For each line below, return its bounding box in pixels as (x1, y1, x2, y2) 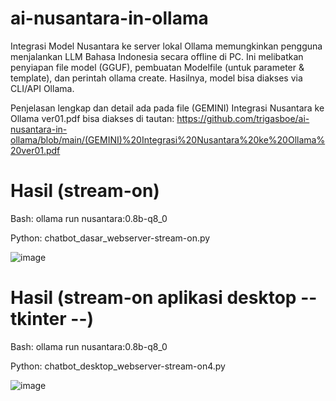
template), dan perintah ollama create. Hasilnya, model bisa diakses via (10, 72, 303, 84)
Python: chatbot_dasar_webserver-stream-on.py (10, 232, 211, 244)
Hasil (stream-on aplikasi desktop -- (10, 287, 318, 309)
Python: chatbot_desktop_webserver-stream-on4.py (10, 360, 226, 372)
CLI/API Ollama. (10, 82, 75, 94)
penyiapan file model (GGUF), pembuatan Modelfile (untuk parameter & (10, 61, 305, 73)
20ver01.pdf (10, 144, 61, 156)
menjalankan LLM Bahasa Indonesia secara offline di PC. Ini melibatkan (10, 50, 304, 62)
